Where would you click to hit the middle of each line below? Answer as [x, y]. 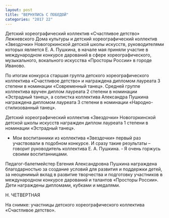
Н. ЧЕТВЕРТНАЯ [23, 195]
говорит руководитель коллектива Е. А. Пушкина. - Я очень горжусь [87, 149]
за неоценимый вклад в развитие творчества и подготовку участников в [84, 175]
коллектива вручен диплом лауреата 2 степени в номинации [71, 92]
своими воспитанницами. [40, 154]
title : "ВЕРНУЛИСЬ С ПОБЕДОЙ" [37, 15]
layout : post [19, 10]
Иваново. [15, 66]
